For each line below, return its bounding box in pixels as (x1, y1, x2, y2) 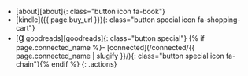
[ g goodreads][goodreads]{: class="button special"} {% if (15, 31, 205, 43)
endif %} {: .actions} (50, 60, 117, 69)
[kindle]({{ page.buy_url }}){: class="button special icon (15, 15, 196, 24)
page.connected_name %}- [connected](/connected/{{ (15, 43, 195, 52)
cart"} (15, 24, 35, 32)
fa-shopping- (197, 15, 241, 24)
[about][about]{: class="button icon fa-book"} (15, 7, 165, 16)
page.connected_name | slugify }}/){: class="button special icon (15, 51, 224, 60)
